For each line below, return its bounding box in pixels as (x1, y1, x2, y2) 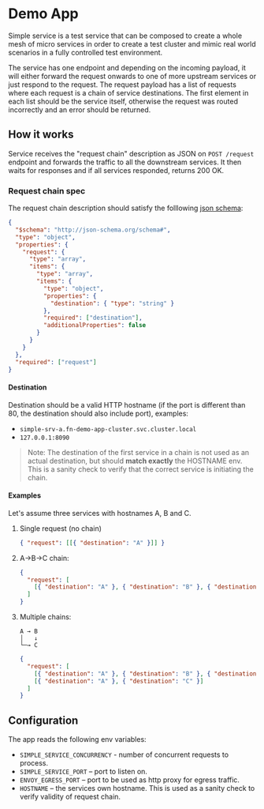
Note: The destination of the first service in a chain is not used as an (27, 447, 250, 457)
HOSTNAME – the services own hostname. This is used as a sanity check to (19, 784, 255, 793)
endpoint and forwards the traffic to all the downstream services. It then (8, 157, 242, 167)
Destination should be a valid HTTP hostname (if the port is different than (8, 400, 246, 409)
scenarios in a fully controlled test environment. (8, 47, 163, 57)
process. (19, 758, 49, 768)
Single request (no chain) (19, 523, 102, 533)
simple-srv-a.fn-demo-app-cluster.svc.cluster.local (19, 425, 197, 433)
